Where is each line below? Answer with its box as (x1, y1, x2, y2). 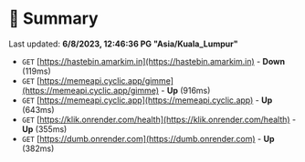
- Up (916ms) (161, 85, 211, 96)
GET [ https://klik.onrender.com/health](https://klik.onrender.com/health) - (21, 114, 297, 125)
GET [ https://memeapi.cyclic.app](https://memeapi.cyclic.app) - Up (21, 95, 273, 106)
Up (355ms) (21, 123, 68, 135)
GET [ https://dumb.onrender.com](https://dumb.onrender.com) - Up (21, 133, 275, 144)
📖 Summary (8, 8, 99, 29)
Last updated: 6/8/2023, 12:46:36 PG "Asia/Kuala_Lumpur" (8, 38, 238, 49)
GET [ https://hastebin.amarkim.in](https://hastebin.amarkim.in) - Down (21, 56, 285, 66)
